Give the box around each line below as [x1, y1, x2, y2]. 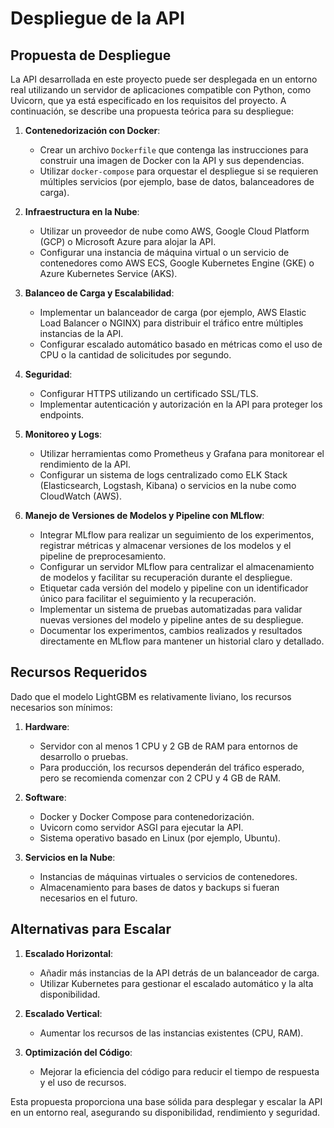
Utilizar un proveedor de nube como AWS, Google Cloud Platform [39, 225, 310, 237]
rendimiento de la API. [39, 458, 132, 470]
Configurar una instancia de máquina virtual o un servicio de [39, 247, 290, 258]
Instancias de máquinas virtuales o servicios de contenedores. [39, 870, 298, 882]
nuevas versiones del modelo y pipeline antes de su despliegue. [39, 614, 304, 626]
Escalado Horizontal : [24, 947, 114, 959]
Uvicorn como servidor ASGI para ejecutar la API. [39, 821, 244, 833]
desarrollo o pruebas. [39, 750, 129, 762]
